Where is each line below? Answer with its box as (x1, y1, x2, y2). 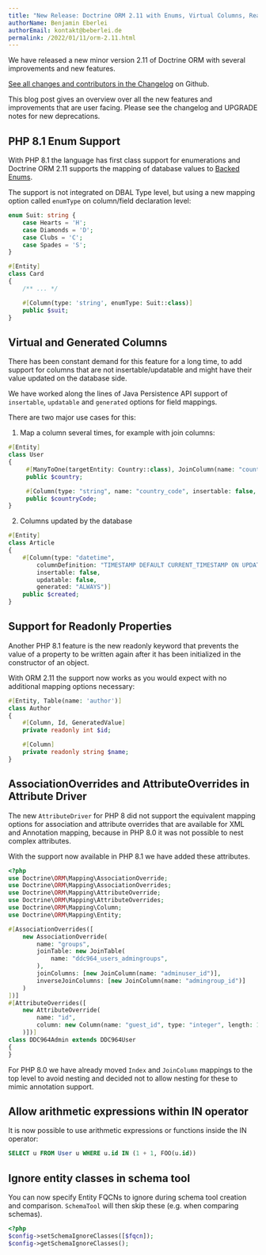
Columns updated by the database (19, 516, 133, 526)
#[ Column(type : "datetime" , (22, 553, 115, 561)
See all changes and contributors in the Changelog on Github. (8, 79, 210, 89)
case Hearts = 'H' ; (22, 219, 87, 227)
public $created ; (22, 591, 80, 599)
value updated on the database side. (8, 373, 127, 383)
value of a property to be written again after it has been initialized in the (8, 649, 241, 659)
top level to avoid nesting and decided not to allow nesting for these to (8, 1073, 238, 1083)
